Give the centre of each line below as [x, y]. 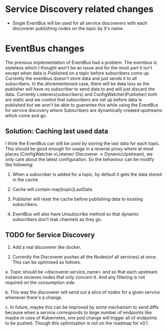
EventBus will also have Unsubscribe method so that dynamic [76, 214]
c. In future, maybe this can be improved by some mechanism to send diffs [82, 307]
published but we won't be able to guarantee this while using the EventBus [82, 105]
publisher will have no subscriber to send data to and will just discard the [80, 89]
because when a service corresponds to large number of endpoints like [79, 312]
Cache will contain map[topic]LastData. [53, 189]
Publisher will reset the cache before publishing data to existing [78, 199]
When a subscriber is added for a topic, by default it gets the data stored [87, 174]
